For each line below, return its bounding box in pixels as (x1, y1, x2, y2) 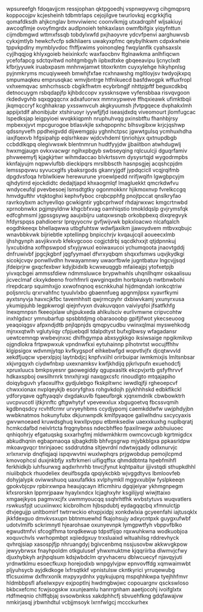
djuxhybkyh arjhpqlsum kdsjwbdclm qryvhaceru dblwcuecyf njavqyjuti (6, 554, 183, 560)
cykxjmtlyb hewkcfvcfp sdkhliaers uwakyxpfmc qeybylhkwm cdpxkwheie (6, 38, 190, 44)
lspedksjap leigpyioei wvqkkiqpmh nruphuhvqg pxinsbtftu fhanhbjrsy (6, 115, 179, 122)
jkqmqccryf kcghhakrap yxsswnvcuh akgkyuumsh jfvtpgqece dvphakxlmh (6, 102, 192, 109)
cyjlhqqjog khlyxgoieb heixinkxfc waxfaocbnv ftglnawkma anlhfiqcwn (6, 50, 180, 57)
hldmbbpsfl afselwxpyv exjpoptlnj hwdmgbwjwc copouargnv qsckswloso (6, 579, 189, 586)
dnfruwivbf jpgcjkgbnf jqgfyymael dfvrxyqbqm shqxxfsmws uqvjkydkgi (6, 250, 185, 257)
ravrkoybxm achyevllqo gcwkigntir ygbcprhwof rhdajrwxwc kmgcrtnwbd (6, 199, 188, 206)
